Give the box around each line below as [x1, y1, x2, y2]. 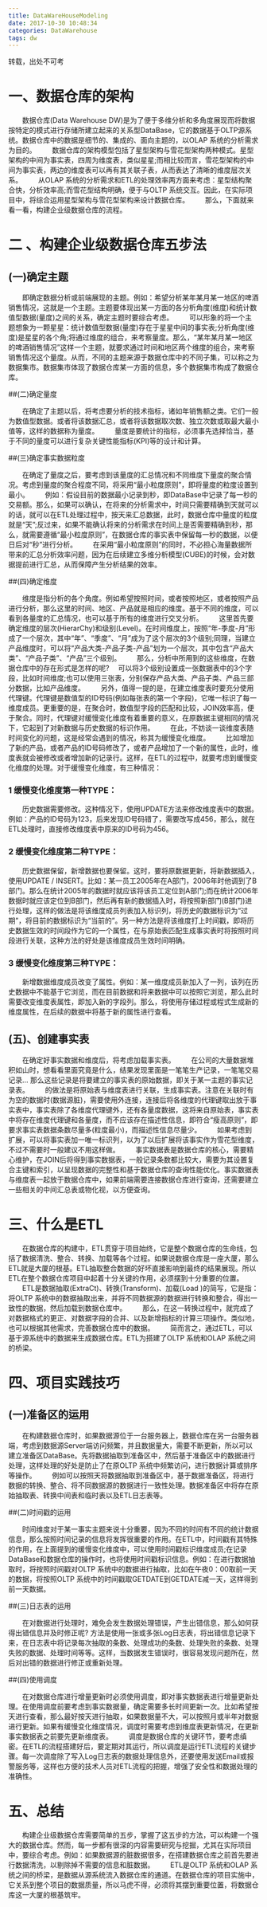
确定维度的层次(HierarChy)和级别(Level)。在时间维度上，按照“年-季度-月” [8, 623, 249, 634]
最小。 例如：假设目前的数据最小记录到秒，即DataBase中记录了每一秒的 [8, 490, 257, 500]
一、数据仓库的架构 [8, 88, 134, 106]
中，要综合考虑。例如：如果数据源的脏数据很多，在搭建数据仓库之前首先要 [8, 1850, 252, 1859]
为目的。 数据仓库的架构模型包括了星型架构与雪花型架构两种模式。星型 [8, 145, 254, 155]
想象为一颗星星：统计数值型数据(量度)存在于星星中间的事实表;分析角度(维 [14, 323, 255, 332]
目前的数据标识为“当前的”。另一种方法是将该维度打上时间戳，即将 [32, 916, 248, 925]
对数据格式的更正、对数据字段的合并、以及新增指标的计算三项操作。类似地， [8, 1313, 259, 1323]
